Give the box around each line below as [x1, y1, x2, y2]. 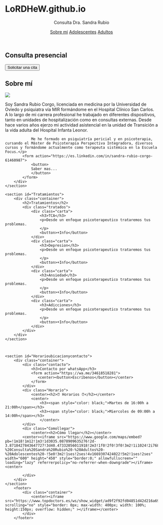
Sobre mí [5, 79, 33, 88]
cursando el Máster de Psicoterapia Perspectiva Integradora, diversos [5, 141, 153, 146]
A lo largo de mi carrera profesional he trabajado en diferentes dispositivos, [5, 112, 156, 118]
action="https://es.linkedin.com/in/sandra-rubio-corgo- [35, 154, 153, 159]
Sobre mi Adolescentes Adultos [50, 29, 113, 35]
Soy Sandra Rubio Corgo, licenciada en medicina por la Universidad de [5, 101, 147, 108]
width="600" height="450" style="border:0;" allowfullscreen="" [5, 456, 138, 461]
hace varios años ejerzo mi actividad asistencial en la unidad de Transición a [5, 122, 158, 128]
